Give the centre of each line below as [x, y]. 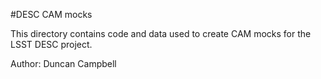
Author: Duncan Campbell [63, 63]
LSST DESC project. [51, 44]
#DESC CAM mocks [51, 14]
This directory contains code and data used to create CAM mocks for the [161, 33]
